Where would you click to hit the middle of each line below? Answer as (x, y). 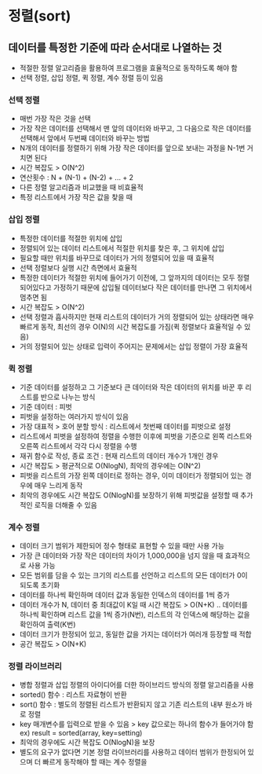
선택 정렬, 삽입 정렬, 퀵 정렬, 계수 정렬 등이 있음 (91, 78)
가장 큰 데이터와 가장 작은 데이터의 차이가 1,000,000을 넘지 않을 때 (121, 556)
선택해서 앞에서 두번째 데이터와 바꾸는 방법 (85, 138)
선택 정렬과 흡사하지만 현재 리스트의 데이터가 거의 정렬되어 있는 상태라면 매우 (137, 317)
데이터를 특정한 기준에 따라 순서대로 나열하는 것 (115, 48)
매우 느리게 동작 (58, 485)
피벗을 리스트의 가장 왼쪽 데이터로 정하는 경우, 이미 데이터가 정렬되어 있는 (131, 475)
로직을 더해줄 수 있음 (66, 504)
